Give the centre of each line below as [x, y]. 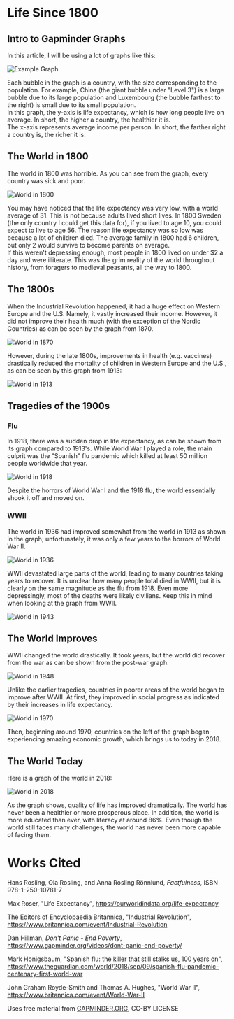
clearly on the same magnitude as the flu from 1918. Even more [98, 588]
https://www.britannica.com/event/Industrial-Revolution [87, 925]
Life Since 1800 [53, 13]
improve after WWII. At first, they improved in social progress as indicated [114, 697]
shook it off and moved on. [46, 498]
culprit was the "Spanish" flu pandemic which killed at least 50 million [108, 456]
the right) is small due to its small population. [72, 105]
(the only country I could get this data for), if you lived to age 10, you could [115, 222]
